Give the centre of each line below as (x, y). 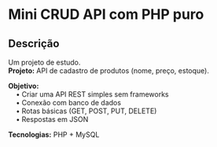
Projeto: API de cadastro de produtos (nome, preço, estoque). (109, 71)
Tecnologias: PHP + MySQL (54, 134)
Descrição (34, 44)
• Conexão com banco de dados (68, 103)
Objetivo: (24, 86)
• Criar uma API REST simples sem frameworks (92, 94)
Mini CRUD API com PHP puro (106, 15)
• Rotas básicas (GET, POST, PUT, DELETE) (86, 111)
